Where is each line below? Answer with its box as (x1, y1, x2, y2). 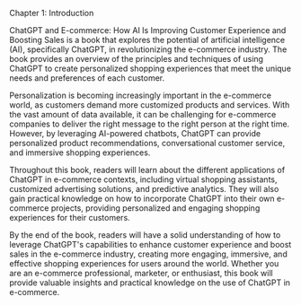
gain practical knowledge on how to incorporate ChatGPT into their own (9, 193, 276, 204)
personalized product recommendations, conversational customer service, (9, 138, 286, 148)
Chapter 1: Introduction (9, 8, 94, 18)
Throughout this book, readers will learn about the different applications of (9, 165, 286, 175)
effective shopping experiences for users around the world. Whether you (9, 258, 279, 268)
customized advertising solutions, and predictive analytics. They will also (9, 184, 279, 194)
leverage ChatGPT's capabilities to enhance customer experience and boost (9, 240, 292, 249)
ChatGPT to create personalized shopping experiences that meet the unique (9, 63, 292, 74)
